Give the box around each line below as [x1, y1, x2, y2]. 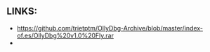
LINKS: [6, 6, 38, 17]
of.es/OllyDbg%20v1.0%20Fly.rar [16, 31, 114, 40]
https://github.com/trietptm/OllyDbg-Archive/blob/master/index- [16, 24, 203, 32]
